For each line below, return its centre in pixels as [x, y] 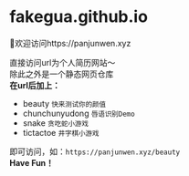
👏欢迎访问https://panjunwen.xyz [70, 43]
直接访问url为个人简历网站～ [63, 62]
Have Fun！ [32, 162]
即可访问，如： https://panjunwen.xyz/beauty [95, 151]
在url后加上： [35, 85]
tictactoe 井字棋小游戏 [61, 132]
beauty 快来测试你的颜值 [64, 103]
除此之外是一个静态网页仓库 [62, 74]
